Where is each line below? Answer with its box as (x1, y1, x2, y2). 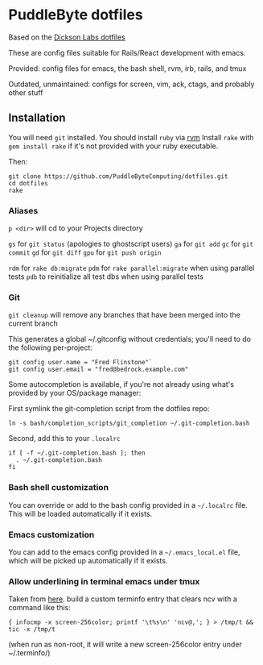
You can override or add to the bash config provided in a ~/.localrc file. (8, 500, 248, 509)
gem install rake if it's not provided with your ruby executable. (8, 141, 219, 151)
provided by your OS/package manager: (8, 389, 142, 398)
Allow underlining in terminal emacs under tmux (8, 576, 200, 587)
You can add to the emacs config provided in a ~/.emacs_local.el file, (8, 547, 240, 557)
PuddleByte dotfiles (8, 6, 143, 24)
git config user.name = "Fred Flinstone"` (8, 359, 153, 367)
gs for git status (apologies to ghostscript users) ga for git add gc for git (8, 239, 253, 249)
